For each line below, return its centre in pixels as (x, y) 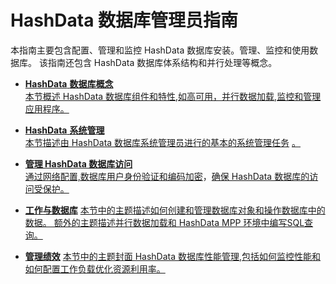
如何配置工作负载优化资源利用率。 (95, 268)
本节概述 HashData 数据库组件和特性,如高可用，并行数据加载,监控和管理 (173, 96)
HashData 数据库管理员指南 (124, 20)
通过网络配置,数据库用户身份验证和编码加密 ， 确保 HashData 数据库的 (167, 176)
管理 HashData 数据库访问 (78, 163)
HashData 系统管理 (64, 130)
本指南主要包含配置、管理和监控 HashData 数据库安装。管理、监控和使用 (160, 50)
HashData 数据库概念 (69, 83)
